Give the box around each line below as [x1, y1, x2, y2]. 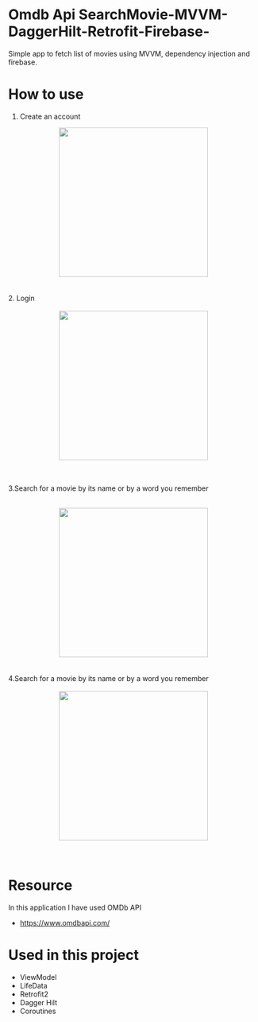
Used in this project [8, 946, 139, 964]
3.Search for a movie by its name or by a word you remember [8, 484, 209, 493]
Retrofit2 [19, 989, 49, 999]
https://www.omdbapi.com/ [19, 918, 110, 927]
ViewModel [19, 972, 57, 981]
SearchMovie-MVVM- [78, 6, 229, 24]
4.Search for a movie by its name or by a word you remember [8, 673, 209, 683]
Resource [8, 876, 73, 895]
